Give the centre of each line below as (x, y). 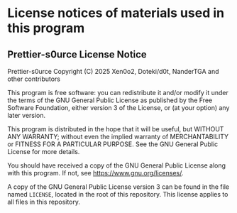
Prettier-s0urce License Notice (77, 54)
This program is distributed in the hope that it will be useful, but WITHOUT (116, 129)
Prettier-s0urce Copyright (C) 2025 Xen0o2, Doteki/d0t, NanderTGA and (113, 71)
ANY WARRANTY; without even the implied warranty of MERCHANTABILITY (118, 137)
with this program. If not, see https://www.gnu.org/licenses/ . (95, 173)
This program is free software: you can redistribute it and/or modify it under (118, 93)
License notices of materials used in (116, 13)
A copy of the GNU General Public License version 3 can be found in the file (118, 187)
